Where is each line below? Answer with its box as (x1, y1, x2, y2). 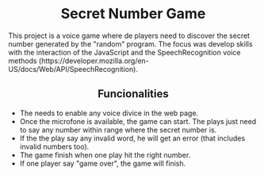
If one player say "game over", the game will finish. (19, 159, 186, 168)
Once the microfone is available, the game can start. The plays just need (19, 116, 257, 126)
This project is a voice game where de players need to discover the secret (8, 31, 251, 40)
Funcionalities (98, 88, 169, 101)
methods (8, 56, 37, 66)
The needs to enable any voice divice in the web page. (19, 108, 199, 118)
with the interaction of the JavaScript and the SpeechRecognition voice (8, 47, 241, 57)
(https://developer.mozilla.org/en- (38, 56, 149, 66)
